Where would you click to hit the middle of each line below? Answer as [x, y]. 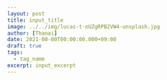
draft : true [24, 46]
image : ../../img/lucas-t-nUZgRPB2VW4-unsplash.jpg [83, 26]
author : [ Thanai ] [32, 33]
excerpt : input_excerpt [42, 65]
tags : [15, 53]
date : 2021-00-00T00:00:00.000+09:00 [62, 40]
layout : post [26, 14]
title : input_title [35, 20]
